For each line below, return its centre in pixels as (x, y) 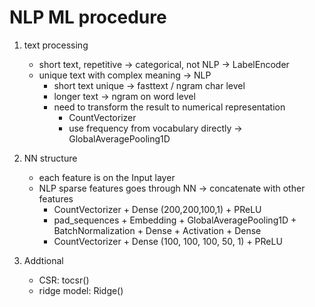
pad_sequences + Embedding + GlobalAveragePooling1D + (175, 220)
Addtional (43, 260)
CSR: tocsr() (64, 280)
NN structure (50, 158)
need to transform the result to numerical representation (169, 107)
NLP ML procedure (88, 17)
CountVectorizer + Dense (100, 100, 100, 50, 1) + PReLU (168, 241)
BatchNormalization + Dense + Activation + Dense (157, 230)
